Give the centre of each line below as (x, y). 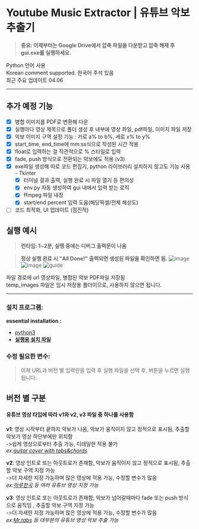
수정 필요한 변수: (28, 356)
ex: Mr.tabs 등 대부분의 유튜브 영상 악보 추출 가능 (62, 520)
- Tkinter (25, 173)
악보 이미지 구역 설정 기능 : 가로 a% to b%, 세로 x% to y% (82, 136)
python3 (25, 332)
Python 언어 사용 (26, 65)
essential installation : (34, 321)
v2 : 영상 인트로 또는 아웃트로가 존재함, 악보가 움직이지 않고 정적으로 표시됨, (93, 462)
